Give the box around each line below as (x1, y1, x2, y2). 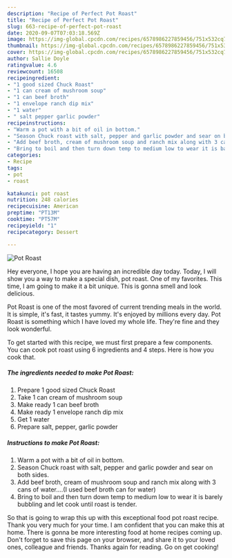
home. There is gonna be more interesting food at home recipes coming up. (7, 528, 222, 537)
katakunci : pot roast (7, 190, 70, 197)
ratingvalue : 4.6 (7, 62, 57, 69)
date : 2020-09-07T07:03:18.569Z (7, 29, 100, 37)
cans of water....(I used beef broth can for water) (17, 485, 157, 494)
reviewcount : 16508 (7, 68, 64, 75)
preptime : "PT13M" (7, 209, 60, 217)
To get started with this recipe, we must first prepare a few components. (7, 338, 213, 346)
